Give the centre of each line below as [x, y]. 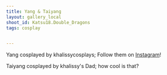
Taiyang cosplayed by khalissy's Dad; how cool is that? [73, 66]
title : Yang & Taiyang [34, 11]
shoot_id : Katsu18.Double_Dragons [48, 22]
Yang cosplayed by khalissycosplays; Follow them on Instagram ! [83, 55]
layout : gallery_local [34, 17]
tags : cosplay [23, 28]
